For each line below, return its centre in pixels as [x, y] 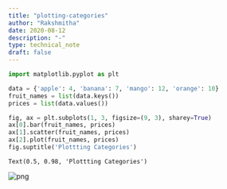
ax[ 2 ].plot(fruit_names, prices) [64, 140]
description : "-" [37, 38]
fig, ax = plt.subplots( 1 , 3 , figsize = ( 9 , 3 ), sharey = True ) [110, 118]
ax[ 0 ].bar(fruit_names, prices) [62, 125]
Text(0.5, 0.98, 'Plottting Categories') [78, 161]
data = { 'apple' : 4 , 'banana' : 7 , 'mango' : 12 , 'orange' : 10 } [113, 88]
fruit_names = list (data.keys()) [64, 96]
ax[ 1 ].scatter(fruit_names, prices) [69, 133]
